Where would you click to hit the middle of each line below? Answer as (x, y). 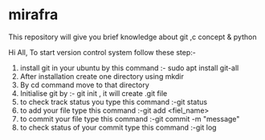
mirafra (33, 15)
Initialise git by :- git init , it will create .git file (94, 93)
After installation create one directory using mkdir (102, 76)
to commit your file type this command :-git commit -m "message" (130, 118)
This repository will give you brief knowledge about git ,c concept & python (132, 37)
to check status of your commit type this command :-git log (118, 127)
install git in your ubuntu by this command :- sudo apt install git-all (129, 68)
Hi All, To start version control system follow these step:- (102, 52)
